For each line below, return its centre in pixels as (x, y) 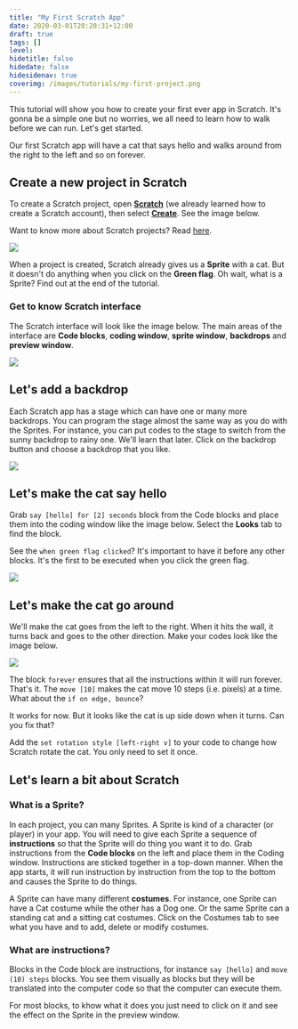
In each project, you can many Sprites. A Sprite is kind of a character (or (141, 824)
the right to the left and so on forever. (77, 154)
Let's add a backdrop (69, 389)
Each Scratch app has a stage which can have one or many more (128, 411)
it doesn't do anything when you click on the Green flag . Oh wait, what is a (146, 274)
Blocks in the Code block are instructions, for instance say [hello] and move (149, 969)
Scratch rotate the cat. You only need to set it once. (104, 752)
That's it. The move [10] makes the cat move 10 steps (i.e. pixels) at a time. (146, 689)
